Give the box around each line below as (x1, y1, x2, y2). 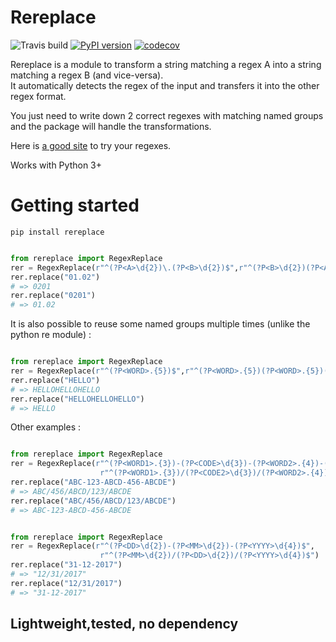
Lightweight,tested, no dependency (10, 616, 239, 633)
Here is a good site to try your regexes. (10, 139, 172, 151)
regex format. (10, 90, 67, 102)
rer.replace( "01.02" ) (10, 272, 101, 282)
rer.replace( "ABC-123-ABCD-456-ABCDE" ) (10, 477, 177, 487)
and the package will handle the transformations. (10, 120, 212, 132)
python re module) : (10, 329, 92, 341)
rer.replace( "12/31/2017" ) (10, 578, 123, 588)
